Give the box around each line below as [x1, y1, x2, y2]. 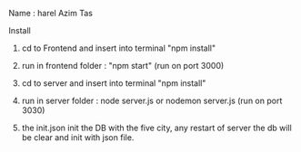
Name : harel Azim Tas [8, 8, 93, 18]
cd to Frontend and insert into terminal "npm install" [21, 43, 216, 53]
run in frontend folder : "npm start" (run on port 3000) [21, 61, 225, 71]
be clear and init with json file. [21, 132, 135, 143]
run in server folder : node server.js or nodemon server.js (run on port [21, 95, 283, 106]
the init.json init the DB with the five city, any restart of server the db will [21, 122, 292, 133]
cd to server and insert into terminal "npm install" [21, 78, 206, 89]
